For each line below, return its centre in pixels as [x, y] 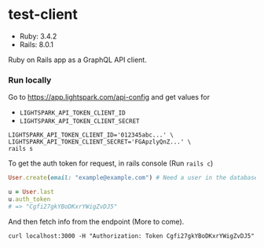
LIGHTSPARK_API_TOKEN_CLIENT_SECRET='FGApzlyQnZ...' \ [100, 142]
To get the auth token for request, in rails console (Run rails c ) [111, 163]
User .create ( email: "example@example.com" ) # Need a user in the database [133, 178]
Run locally [30, 80]
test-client [43, 15]
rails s [21, 149]
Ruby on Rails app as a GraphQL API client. [77, 60]
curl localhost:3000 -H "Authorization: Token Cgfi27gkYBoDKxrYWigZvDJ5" [132, 236]
